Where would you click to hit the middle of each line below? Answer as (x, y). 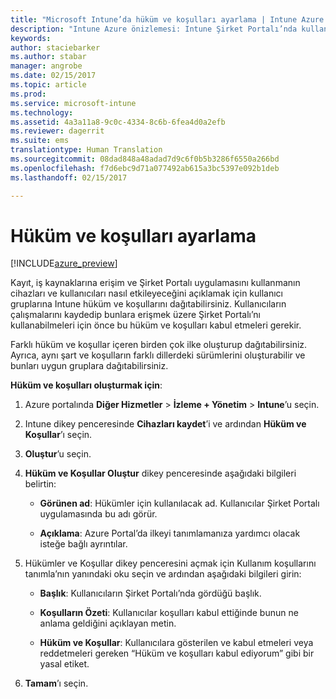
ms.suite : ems (40, 141)
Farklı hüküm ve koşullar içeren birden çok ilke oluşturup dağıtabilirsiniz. (159, 345)
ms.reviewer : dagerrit (57, 131)
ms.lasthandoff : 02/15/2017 (69, 177)
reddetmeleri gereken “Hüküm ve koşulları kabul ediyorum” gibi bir (177, 653)
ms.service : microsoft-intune (73, 103)
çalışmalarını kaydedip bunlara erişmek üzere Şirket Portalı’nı (135, 315)
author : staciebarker (55, 47)
